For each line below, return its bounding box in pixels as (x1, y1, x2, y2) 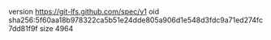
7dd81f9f (8, 24, 38, 33)
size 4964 (39, 24, 74, 33)
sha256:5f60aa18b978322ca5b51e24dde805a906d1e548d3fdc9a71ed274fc (8, 15, 264, 25)
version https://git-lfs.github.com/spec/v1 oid (8, 7, 160, 16)
